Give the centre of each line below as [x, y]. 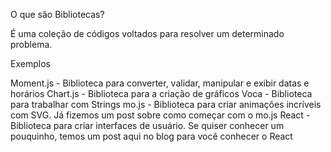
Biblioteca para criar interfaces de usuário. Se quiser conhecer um [147, 125]
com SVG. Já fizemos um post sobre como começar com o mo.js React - [160, 115]
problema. [31, 44]
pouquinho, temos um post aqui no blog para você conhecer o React [151, 136]
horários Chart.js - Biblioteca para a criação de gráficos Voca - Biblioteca [161, 93]
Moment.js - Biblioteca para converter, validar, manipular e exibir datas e [160, 83]
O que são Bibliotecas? [57, 14]
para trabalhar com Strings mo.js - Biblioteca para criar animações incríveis [166, 104]
